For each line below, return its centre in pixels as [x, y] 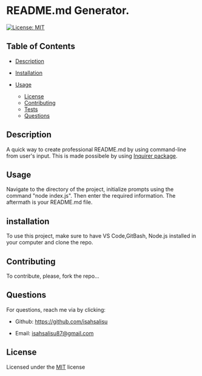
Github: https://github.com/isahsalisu [61, 321]
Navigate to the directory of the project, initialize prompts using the [90, 189]
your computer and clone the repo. [50, 243]
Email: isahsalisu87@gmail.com [54, 333]
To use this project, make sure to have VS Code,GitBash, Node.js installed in [101, 236]
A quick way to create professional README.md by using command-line [96, 149]
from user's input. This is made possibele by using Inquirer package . [92, 156]
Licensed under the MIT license [46, 367]
